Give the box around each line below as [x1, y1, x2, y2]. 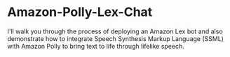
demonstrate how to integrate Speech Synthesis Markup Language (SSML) [7, 34, 224, 42]
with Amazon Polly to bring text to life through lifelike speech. [7, 42, 184, 50]
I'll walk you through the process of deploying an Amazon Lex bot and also [7, 27, 223, 35]
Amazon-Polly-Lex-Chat [7, 4, 153, 20]
